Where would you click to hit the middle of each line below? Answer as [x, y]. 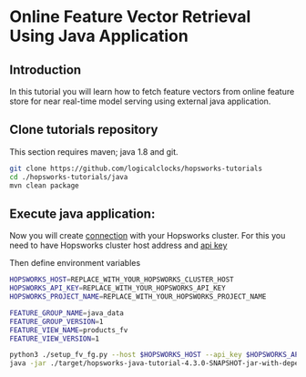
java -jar [28, 363]
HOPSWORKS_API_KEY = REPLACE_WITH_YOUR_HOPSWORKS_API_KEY [117, 289]
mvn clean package [44, 185]
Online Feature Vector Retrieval [130, 17]
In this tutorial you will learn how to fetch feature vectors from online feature [152, 92]
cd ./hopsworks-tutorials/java [69, 177]
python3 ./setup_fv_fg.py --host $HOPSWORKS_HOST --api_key [126, 355]
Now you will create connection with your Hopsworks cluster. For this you [148, 236]
